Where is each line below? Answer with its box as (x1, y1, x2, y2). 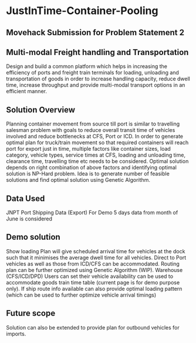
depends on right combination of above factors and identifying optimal (6, 164, 177, 171)
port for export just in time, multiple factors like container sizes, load (6, 145, 171, 152)
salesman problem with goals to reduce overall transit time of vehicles (6, 127, 175, 134)
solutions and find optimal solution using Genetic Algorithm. (6, 176, 151, 184)
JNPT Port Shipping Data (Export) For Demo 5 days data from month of (6, 209, 178, 216)
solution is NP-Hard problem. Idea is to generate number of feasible (6, 170, 170, 177)
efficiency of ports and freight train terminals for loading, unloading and (6, 69, 179, 76)
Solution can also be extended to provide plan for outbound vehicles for (6, 324, 180, 331)
